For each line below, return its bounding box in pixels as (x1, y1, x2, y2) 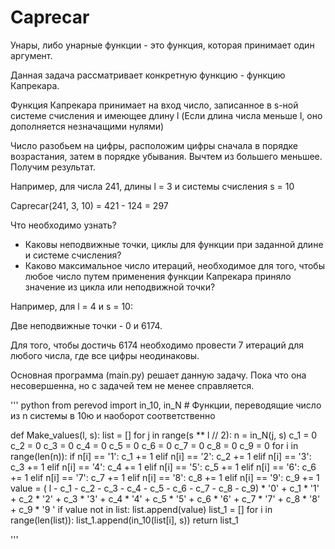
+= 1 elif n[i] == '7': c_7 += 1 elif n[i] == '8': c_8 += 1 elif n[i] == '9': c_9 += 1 (10, 471, 320, 483)
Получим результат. (10, 161, 96, 173)
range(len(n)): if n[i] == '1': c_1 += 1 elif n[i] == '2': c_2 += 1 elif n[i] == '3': (10, 450, 312, 462)
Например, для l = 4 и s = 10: (10, 300, 133, 312)
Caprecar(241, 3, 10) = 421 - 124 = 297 (10, 199, 169, 211)
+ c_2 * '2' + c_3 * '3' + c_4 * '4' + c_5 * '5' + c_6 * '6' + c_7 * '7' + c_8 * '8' (10, 492, 321, 505)
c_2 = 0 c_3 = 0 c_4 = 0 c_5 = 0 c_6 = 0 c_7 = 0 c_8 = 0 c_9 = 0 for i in (10, 439, 299, 451)
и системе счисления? (24, 249, 122, 261)
